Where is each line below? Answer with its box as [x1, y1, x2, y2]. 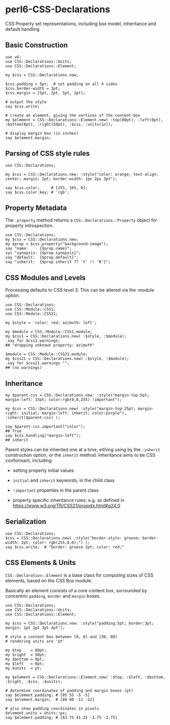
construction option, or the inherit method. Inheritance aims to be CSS [5, 452, 156, 458]
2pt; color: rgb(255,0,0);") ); [21, 540, 90, 545]
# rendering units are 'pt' [5, 638, 65, 644]
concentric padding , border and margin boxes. [5, 593, 101, 599]
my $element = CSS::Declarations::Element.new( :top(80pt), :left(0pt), [5, 117, 163, 123]
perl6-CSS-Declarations [5, 4, 111, 15]
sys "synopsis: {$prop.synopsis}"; [5, 250, 81, 256]
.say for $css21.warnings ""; [5, 360, 70, 366]
